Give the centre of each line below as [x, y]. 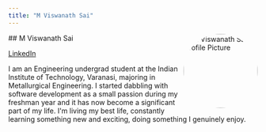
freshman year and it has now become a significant [92, 102]
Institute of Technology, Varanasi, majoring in [82, 77]
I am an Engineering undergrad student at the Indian [93, 69]
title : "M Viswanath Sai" [51, 15]
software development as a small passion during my [93, 94]
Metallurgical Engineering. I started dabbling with [88, 85]
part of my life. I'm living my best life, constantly [86, 111]
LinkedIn [22, 53]
